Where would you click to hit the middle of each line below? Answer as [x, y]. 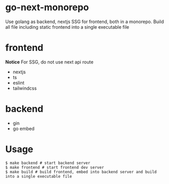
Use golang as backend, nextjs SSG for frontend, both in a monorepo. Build [84, 22]
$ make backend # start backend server [48, 163]
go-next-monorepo [47, 7]
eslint [18, 83]
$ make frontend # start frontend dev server [55, 167]
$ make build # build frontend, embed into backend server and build [81, 172]
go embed [24, 128]
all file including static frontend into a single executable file [67, 27]
